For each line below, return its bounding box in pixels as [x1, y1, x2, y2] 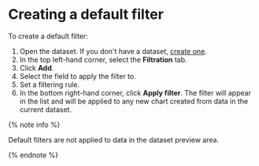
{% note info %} [8, 120, 61, 129]
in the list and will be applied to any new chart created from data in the [19, 96, 249, 106]
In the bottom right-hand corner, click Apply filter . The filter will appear [19, 88, 252, 97]
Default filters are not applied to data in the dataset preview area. [8, 135, 219, 144]
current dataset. [19, 104, 72, 114]
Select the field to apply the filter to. [19, 71, 136, 81]
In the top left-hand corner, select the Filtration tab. [19, 55, 187, 64]
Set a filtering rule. [19, 80, 80, 89]
